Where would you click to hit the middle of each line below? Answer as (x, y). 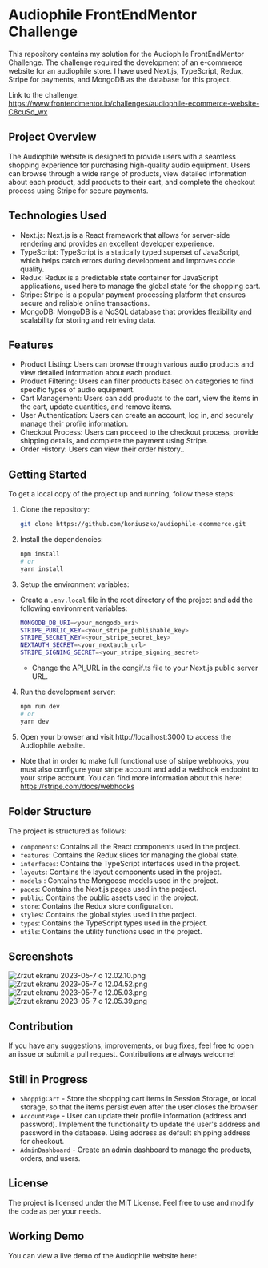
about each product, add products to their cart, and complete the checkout (132, 182)
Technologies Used (57, 216)
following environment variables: (74, 608)
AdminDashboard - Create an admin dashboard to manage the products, (136, 1150)
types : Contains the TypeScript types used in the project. (114, 923)
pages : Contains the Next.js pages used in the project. (108, 889)
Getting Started (48, 474)
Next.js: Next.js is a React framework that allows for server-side (125, 235)
